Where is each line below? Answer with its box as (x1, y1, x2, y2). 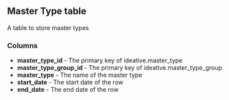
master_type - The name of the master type (16, 71, 143, 79)
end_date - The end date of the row (16, 86, 119, 94)
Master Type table (7, 5, 87, 17)
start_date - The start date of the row (16, 78, 123, 86)
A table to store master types (7, 23, 89, 32)
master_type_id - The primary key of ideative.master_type (16, 56, 183, 64)
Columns (7, 40, 38, 50)
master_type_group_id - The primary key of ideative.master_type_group (16, 64, 223, 72)
